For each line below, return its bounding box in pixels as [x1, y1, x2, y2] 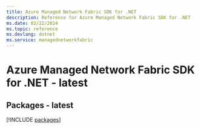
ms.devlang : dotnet [6, 31, 56, 38]
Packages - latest [6, 100, 74, 110]
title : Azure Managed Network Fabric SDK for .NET [6, 8, 137, 15]
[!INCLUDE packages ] [6, 116, 61, 123]
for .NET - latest [6, 76, 88, 90]
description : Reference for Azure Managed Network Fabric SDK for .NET [6, 15, 191, 21]
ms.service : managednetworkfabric [6, 37, 94, 43]
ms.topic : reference [6, 25, 59, 32]
